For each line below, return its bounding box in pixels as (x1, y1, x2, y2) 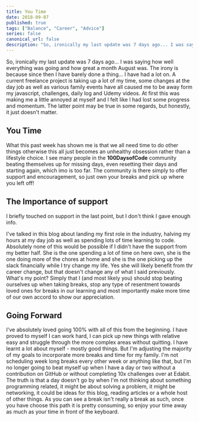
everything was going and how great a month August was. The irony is (6, 64, 179, 71)
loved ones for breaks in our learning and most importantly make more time (6, 287, 190, 294)
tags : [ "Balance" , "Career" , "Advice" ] (6, 25, 105, 31)
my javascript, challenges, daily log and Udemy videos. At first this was (6, 90, 180, 97)
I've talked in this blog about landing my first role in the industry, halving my (6, 230, 191, 238)
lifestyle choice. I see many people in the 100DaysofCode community (6, 154, 176, 161)
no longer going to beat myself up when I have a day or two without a (6, 364, 176, 371)
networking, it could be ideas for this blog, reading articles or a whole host (6, 390, 188, 397)
